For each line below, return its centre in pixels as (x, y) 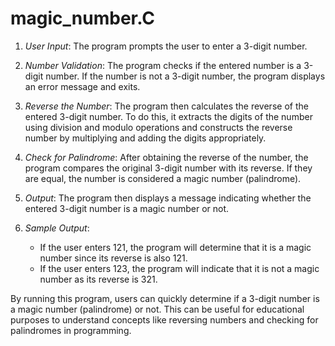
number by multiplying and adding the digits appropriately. (145, 138)
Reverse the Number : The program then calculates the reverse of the (166, 106)
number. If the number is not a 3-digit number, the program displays (185, 76)
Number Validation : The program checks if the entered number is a (163, 65)
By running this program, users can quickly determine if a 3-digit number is (165, 298)
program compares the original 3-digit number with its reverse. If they (168, 168)
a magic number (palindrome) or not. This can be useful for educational (157, 309)
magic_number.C (83, 18)
